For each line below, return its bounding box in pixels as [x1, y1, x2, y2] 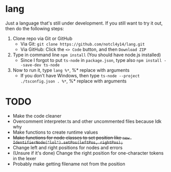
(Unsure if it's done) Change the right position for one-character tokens [12, 149, 164, 156]
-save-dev [20, 62, 42, 68]
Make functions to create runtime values [12, 129, 98, 135]
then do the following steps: [5, 25, 64, 31]
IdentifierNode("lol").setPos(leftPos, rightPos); [12, 140, 123, 145]
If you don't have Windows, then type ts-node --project [20, 72, 140, 78]
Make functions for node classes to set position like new [12, 134, 130, 141]
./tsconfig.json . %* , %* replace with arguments [20, 78, 127, 84]
